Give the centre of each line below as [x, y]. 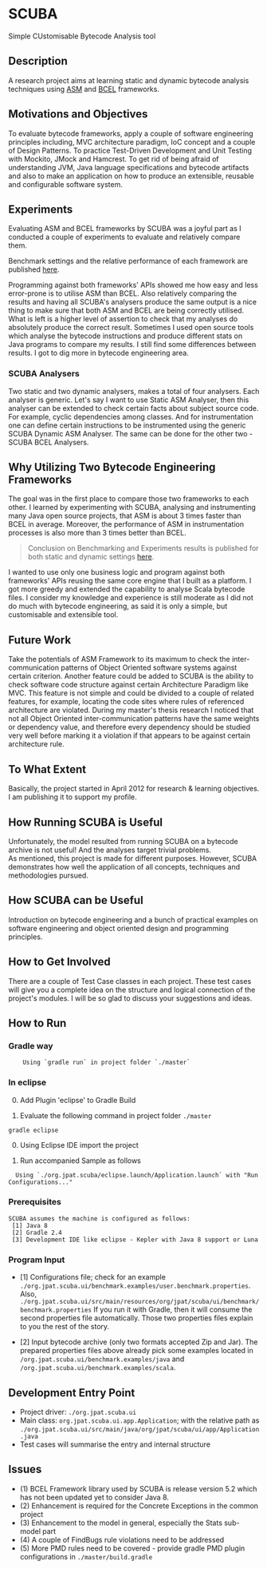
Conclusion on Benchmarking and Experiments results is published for [143, 548]
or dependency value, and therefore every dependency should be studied [130, 727]
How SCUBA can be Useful [76, 900]
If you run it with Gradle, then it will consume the [173, 1310]
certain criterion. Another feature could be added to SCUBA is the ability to [131, 676]
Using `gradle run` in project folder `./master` [107, 1063]
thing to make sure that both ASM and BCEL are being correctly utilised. [126, 311]
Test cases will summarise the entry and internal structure [115, 1444]
